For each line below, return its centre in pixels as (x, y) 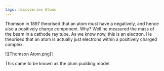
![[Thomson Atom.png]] (29, 54)
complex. (15, 44)
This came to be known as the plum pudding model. (58, 63)
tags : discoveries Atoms (31, 10)
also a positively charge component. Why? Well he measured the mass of (80, 29)
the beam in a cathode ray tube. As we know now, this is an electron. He (79, 34)
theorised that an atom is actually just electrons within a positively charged (81, 39)
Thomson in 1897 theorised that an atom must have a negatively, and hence (82, 24)
